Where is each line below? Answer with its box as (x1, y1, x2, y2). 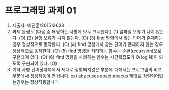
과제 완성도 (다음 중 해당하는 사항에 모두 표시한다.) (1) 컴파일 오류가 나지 (12, 28, 155, 34)
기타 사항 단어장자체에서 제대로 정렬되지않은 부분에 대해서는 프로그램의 (12, 66, 153, 72)
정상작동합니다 (30, 79, 59, 85)
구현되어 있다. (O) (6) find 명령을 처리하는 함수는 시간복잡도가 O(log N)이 (12, 54, 158, 60)
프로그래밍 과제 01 (5, 5, 77, 16)
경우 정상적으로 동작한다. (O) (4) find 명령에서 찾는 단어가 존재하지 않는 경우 (12, 41, 163, 47)
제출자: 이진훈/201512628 (12, 22, 64, 28)
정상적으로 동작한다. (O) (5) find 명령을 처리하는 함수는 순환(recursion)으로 (12, 48, 162, 54)
